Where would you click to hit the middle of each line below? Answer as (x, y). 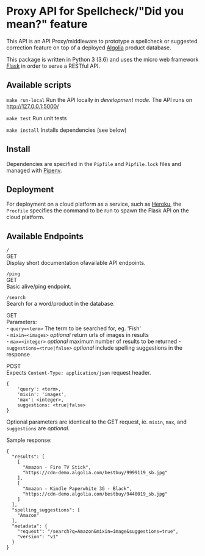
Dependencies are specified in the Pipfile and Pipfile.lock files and (94, 164)
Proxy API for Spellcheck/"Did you (95, 11)
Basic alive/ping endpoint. (39, 287)
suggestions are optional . (38, 428)
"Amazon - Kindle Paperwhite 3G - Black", (77, 489)
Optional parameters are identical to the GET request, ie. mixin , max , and (97, 422)
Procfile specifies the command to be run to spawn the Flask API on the (98, 211)
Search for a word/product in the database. (60, 304)
